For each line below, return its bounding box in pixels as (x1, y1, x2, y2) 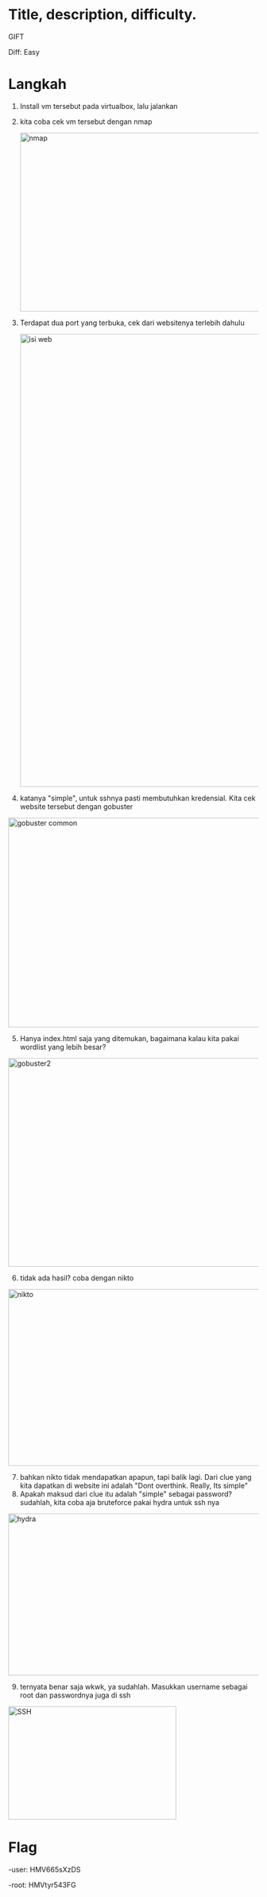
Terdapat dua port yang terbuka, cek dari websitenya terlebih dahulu (19, 318, 245, 327)
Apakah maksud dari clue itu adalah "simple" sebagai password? (19, 1489, 233, 1499)
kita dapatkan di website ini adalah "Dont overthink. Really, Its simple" (19, 1481, 249, 1490)
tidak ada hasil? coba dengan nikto (19, 1273, 134, 1283)
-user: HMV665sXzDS (8, 1864, 81, 1874)
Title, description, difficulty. (8, 6, 197, 24)
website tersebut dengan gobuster (19, 801, 133, 811)
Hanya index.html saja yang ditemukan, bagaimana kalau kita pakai (19, 1033, 240, 1043)
